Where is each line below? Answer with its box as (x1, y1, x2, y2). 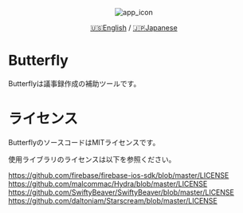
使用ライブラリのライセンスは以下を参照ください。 (8, 154, 176, 164)
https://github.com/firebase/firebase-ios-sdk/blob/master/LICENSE (8, 170, 229, 179)
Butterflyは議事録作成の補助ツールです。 (8, 78, 141, 88)
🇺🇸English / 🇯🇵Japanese (90, 23, 178, 32)
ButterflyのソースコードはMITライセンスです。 (8, 137, 160, 147)
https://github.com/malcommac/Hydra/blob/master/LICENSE (8, 179, 208, 188)
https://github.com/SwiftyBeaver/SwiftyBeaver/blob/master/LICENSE (8, 187, 235, 197)
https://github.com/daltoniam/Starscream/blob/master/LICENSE (8, 195, 218, 205)
